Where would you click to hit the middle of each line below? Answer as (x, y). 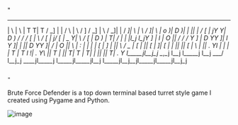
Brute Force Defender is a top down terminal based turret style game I (109, 93)
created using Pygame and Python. (58, 100)
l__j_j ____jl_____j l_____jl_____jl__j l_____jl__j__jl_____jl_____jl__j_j (97, 60)
